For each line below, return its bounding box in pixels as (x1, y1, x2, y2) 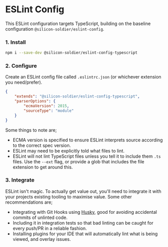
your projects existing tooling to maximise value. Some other (5, 193, 132, 200)
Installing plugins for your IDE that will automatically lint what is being (12, 231, 158, 237)
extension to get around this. (12, 164, 73, 170)
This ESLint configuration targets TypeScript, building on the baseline (5, 20, 151, 27)
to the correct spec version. (12, 142, 71, 149)
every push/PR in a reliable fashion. (12, 225, 88, 231)
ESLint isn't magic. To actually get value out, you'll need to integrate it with (5, 188, 161, 194)
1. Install (5, 38, 26, 45)
